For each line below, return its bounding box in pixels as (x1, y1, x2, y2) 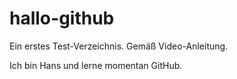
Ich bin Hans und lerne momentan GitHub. (9, 59, 183, 71)
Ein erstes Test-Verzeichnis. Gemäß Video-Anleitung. (9, 40, 229, 52)
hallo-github (9, 7, 115, 30)
